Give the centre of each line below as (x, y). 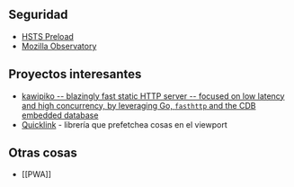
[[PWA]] (36, 174)
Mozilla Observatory (59, 46)
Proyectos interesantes (75, 74)
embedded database (60, 115)
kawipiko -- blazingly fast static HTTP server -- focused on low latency (153, 96)
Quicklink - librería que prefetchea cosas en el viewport (125, 124)
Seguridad (38, 15)
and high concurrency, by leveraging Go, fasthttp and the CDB (138, 105)
